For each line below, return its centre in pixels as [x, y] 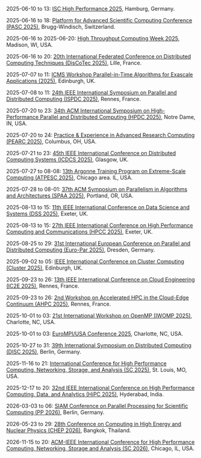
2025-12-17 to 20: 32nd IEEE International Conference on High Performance [100, 388]
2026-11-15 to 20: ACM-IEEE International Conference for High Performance [100, 442]
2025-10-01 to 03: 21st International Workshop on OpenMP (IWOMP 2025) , [99, 316]
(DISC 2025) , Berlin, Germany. [44, 352]
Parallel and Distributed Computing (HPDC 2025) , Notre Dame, [118, 117]
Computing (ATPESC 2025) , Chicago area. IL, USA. [70, 178]
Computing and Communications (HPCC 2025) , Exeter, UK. [80, 232]
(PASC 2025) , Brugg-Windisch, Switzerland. [61, 27]
